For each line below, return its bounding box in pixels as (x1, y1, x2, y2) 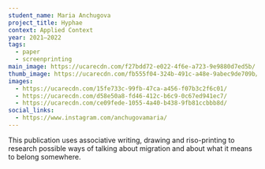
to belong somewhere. (8, 152, 81, 161)
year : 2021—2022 (8, 33, 62, 42)
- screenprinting (15, 56, 73, 64)
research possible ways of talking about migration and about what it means (8, 143, 252, 153)
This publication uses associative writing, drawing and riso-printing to (8, 135, 235, 145)
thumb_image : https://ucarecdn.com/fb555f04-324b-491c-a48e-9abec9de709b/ (8, 70, 259, 78)
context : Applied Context (8, 26, 93, 34)
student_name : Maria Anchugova (8, 11, 111, 20)
